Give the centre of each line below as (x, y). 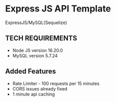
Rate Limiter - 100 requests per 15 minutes (56, 83)
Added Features (31, 71)
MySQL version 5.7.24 (35, 55)
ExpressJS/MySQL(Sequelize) (36, 22)
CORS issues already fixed (40, 88)
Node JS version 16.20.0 (38, 50)
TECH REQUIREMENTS (41, 38)
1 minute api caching (33, 94)
